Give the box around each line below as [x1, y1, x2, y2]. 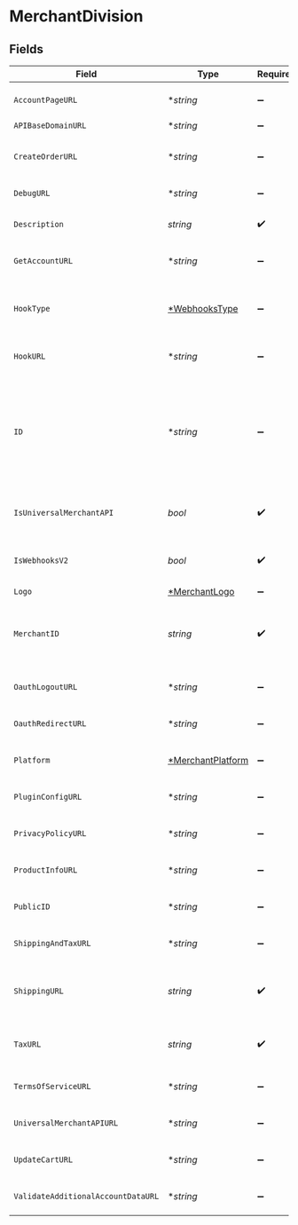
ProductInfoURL [13, 865, 78, 875]
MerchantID [13, 628, 59, 638]
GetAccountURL [13, 256, 74, 265]
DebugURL [13, 188, 51, 198]
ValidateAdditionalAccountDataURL [13, 1191, 160, 1201]
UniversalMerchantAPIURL [13, 1118, 119, 1128]
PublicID [13, 902, 51, 912]
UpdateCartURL [13, 1155, 74, 1165]
